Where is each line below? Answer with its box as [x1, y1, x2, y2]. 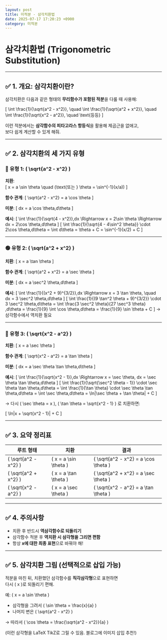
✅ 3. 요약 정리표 [5, 431, 52, 439]
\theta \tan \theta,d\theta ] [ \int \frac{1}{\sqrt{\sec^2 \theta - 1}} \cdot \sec [5, 380, 158, 386]
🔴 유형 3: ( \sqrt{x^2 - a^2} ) [5, 330, 72, 337]
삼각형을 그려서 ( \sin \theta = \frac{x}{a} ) [12, 602, 97, 608]
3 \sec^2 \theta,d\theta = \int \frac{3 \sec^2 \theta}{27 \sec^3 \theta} [5, 301, 146, 307]
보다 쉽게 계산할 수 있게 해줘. [5, 129, 61, 135]
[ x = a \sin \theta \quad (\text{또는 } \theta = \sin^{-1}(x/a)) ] [5, 184, 128, 190]
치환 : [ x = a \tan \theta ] [5, 258, 54, 264]
